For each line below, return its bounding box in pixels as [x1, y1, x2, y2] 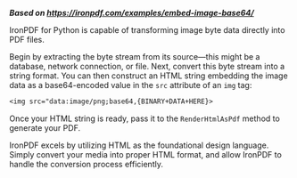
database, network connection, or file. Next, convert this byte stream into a [9, 61, 285, 71]
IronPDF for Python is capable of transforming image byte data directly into [9, 25, 285, 35]
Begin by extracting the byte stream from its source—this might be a [9, 52, 260, 61]
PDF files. [9, 35, 45, 44]
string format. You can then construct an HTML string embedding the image [9, 70, 288, 81]
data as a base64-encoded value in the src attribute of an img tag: [9, 80, 252, 90]
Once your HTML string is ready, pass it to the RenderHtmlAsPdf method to [9, 113, 281, 124]
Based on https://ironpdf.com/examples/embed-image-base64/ [9, 8, 254, 18]
